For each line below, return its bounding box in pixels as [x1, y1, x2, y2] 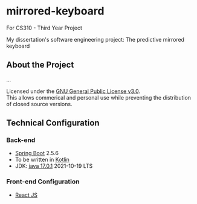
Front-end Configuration [6, 177, 80, 186]
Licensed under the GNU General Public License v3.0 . [6, 88, 141, 95]
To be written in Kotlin [15, 156, 69, 164]
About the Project [6, 60, 74, 70]
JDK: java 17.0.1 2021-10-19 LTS [15, 162, 93, 170]
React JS [15, 191, 38, 199]
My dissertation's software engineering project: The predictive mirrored [6, 36, 185, 43]
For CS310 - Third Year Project [6, 24, 83, 31]
